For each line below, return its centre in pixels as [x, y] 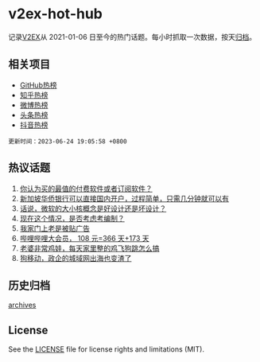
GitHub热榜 [38, 85]
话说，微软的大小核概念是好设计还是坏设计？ [93, 208]
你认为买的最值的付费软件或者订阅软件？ [86, 189]
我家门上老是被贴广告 [54, 228]
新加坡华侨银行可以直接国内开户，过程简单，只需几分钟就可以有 [124, 198]
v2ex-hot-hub [56, 14]
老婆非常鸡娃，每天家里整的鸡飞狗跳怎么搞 [89, 248]
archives [22, 305]
